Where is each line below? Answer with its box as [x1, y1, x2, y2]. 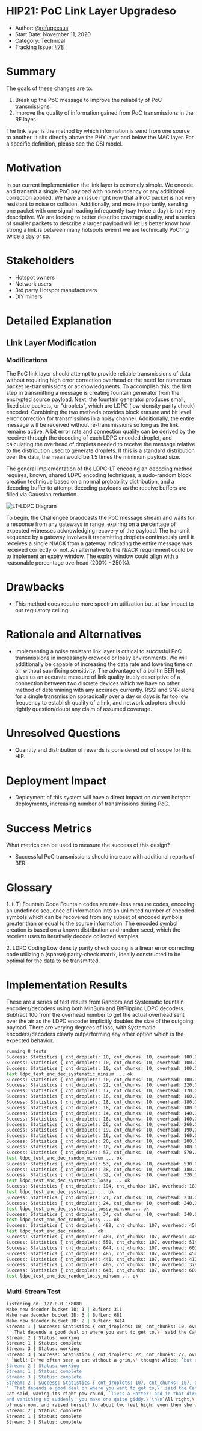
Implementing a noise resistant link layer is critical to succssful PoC [14, 647, 182, 655]
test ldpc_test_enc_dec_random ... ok [6, 1228, 103, 1234]
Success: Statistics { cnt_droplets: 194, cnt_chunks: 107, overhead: [6, 1183, 187, 1189]
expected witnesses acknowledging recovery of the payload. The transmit [6, 527, 191, 534]
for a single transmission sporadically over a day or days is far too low [14, 693, 188, 700]
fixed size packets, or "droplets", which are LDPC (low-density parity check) [6, 402, 195, 409]
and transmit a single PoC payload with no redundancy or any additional [6, 187, 185, 194]
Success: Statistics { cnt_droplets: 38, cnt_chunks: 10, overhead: [6, 1167, 182, 1173]
